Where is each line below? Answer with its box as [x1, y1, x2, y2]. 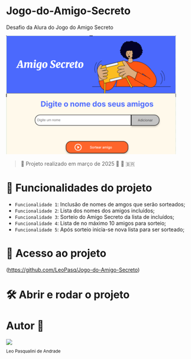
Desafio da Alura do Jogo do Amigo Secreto [6, 24, 114, 31]
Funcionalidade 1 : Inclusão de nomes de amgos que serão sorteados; [14, 200, 186, 208]
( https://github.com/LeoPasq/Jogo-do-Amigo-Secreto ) [6, 266, 140, 273]
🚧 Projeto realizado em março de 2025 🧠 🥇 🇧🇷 [20, 160, 135, 167]
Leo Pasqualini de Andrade [6, 348, 61, 354]
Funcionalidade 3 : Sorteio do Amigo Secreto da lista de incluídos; [14, 213, 174, 220]
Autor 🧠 [6, 319, 44, 332]
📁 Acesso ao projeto [6, 247, 106, 260]
